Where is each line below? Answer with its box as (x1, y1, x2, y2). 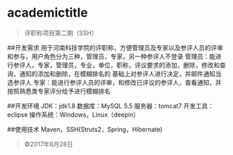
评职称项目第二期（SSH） (24, 28, 98, 37)
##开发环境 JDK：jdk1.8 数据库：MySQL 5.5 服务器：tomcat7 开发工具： (7, 101, 214, 110)
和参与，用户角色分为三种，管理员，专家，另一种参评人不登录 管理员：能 (7, 52, 216, 60)
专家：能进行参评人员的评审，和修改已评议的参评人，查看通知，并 (33, 78, 222, 86)
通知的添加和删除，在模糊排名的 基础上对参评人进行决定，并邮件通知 (19, 70, 216, 78)
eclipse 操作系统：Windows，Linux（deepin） (7, 110, 140, 119)
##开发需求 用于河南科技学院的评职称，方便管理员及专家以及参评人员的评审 (7, 43, 223, 51)
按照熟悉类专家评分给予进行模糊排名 (7, 87, 111, 95)
